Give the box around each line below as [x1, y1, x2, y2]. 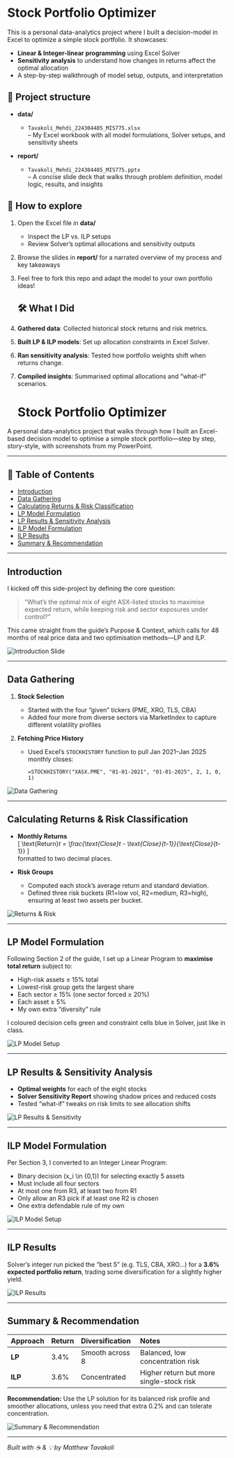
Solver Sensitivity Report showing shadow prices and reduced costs [17, 1092, 217, 1100]
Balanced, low [140, 1347, 186, 1357]
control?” [24, 612, 51, 621]
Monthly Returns [17, 831, 68, 841]
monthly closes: [27, 755, 74, 763]
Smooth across [81, 1347, 130, 1357]
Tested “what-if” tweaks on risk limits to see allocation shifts [17, 1100, 191, 1108]
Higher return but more [140, 1367, 216, 1377]
